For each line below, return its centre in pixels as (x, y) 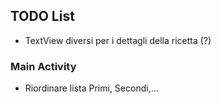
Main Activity (43, 66)
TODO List (42, 16)
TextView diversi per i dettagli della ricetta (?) (118, 40)
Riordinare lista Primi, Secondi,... (91, 88)
